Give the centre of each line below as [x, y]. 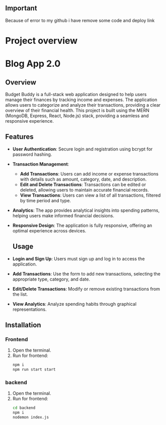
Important [21, 8]
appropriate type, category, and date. [51, 279]
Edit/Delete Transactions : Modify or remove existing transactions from [86, 289]
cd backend [24, 408]
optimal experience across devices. [49, 230]
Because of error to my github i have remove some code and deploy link [80, 20]
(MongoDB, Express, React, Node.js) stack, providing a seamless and [77, 116]
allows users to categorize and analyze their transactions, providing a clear [83, 105]
